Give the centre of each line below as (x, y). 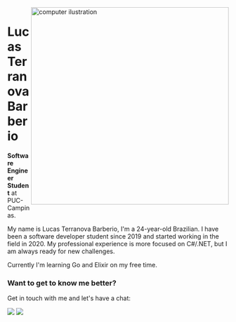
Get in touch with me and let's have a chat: (69, 298)
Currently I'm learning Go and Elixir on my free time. (83, 264)
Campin (19, 208)
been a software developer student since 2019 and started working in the (113, 236)
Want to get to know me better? (62, 283)
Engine (18, 170)
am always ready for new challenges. (61, 251)
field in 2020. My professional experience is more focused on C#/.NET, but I (117, 243)
